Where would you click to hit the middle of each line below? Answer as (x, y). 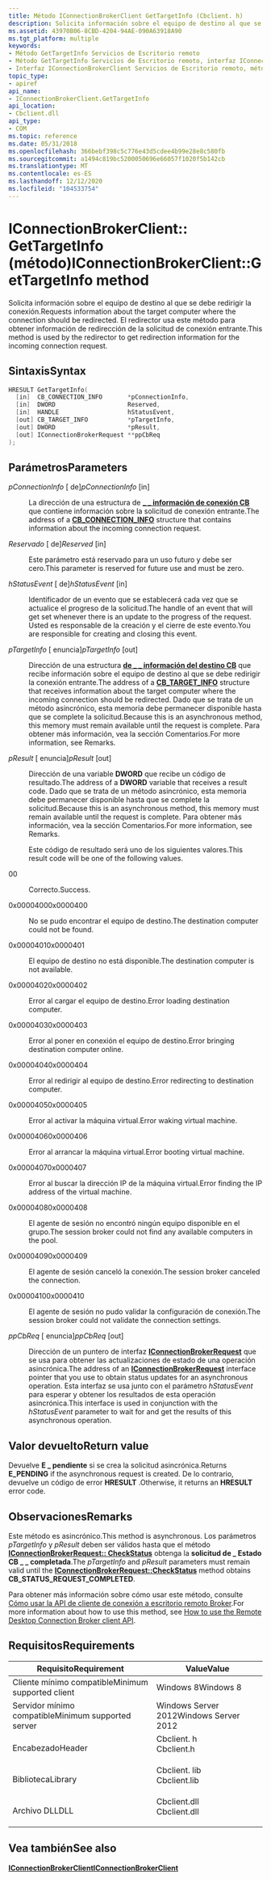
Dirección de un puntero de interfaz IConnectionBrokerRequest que (142, 1352)
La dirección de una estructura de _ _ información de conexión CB (139, 503)
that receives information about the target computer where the (132, 691)
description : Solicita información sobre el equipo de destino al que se (135, 23)
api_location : (32, 106)
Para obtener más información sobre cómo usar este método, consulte (126, 1595)
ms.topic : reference (43, 136)
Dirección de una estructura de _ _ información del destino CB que (140, 665)
